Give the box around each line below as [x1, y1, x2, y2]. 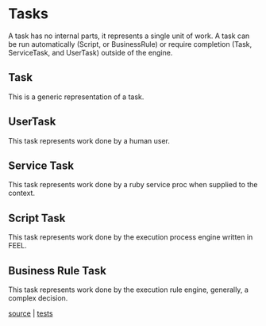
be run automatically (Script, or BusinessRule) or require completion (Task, [8, 39, 253, 48]
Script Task [8, 211, 66, 224]
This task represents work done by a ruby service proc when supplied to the [8, 180, 258, 190]
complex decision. [8, 293, 68, 302]
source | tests [8, 309, 53, 318]
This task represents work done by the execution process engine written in [8, 232, 253, 242]
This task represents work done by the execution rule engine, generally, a [8, 285, 249, 294]
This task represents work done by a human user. [8, 136, 171, 145]
